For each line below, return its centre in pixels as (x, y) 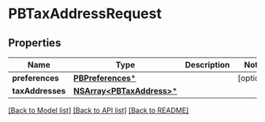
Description (207, 65)
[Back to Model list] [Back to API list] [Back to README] (99, 110)
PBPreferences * (105, 78)
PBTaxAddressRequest (85, 14)
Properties (35, 43)
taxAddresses (39, 91)
